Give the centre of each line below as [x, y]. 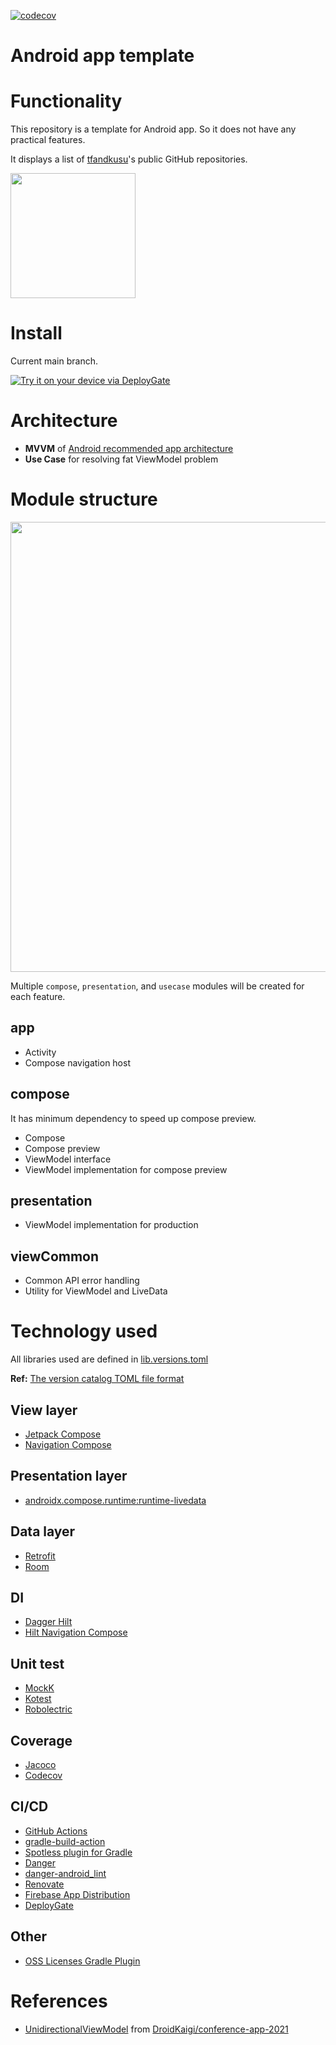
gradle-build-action [65, 1841]
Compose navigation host [77, 1062]
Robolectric [48, 1709]
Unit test [37, 1663]
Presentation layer [69, 1476]
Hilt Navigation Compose [76, 1632]
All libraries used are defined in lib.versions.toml [109, 1359]
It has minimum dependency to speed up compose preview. [133, 1118]
